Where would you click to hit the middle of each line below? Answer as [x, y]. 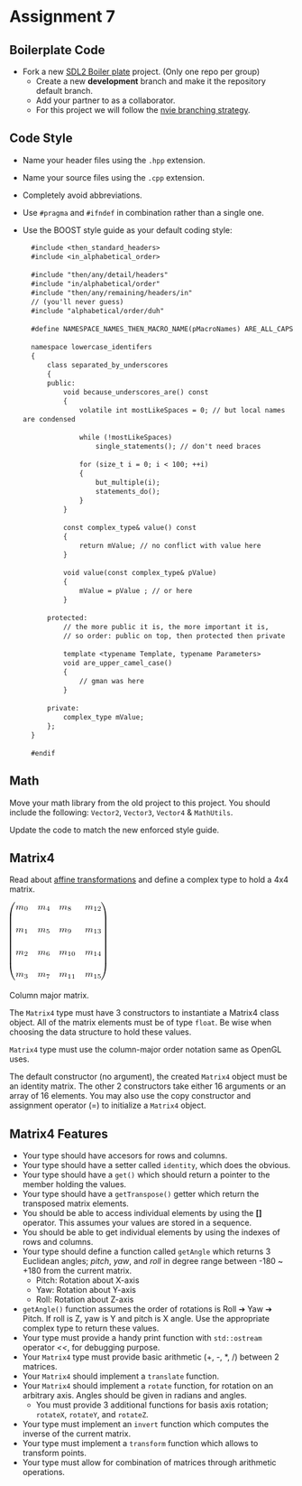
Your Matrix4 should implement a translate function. [120, 1376]
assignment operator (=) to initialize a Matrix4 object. [108, 1105]
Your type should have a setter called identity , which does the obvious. [156, 1166]
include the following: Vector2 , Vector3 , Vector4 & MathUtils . [121, 812]
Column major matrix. [50, 996]
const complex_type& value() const [129, 527]
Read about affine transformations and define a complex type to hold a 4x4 [149, 880]
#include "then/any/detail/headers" [100, 274]
